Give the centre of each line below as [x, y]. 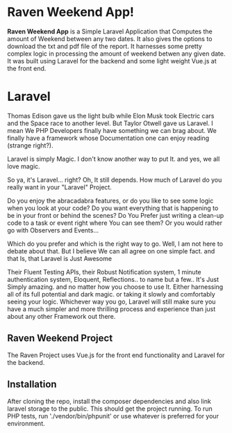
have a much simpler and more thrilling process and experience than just [111, 309]
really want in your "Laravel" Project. [60, 187]
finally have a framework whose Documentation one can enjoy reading [108, 138]
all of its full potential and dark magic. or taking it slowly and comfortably [111, 294]
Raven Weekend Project [60, 338]
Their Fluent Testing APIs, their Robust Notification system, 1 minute [104, 271]
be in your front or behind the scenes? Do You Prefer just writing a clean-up [116, 215]
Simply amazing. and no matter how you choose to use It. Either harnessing [115, 287]
